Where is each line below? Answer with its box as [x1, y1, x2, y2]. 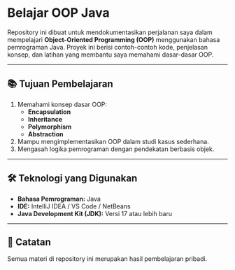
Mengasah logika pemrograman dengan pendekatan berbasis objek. [17, 145, 215, 153]
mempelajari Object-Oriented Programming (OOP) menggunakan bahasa [7, 35, 220, 43]
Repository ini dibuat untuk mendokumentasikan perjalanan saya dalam [7, 28, 213, 36]
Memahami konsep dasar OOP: [17, 100, 107, 108]
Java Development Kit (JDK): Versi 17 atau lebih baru [17, 209, 173, 218]
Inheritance [27, 115, 63, 123]
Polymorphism [27, 122, 72, 131]
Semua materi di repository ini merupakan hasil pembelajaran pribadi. [7, 255, 208, 263]
